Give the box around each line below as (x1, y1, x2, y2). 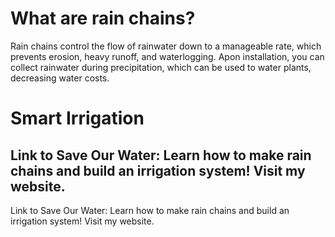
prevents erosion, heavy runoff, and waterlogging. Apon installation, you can (10, 50, 325, 62)
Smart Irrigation (10, 107, 145, 130)
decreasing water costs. (10, 72, 110, 84)
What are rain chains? (10, 7, 196, 30)
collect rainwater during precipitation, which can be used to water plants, (10, 61, 312, 73)
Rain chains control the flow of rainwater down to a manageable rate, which (10, 40, 322, 52)
